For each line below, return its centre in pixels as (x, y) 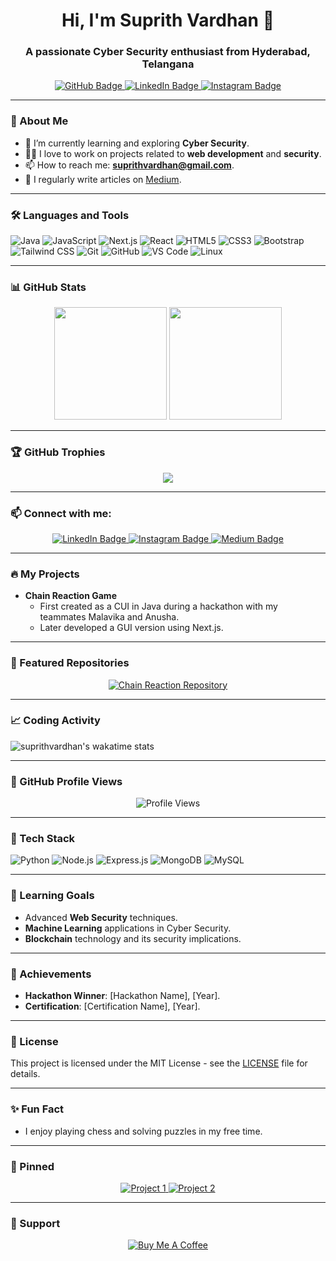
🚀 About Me (39, 121)
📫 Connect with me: (61, 513)
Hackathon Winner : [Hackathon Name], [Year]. (122, 996)
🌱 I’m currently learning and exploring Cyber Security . (137, 143)
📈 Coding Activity (55, 721)
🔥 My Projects (45, 574)
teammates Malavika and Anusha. (109, 617)
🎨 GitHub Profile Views (66, 781)
